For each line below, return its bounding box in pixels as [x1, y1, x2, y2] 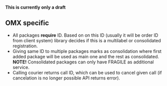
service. [12, 64, 30, 70]
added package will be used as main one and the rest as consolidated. [12, 53, 159, 59]
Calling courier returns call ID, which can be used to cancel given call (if [12, 69, 162, 75]
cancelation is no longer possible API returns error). [12, 75, 120, 81]
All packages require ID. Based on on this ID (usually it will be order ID [12, 32, 158, 38]
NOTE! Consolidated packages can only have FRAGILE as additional [12, 59, 154, 65]
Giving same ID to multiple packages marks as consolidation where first [12, 48, 162, 54]
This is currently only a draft [5, 5, 66, 10]
